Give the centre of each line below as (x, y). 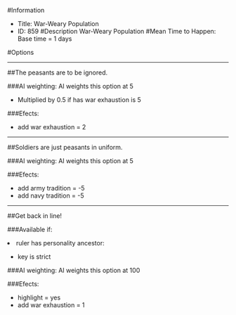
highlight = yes (39, 297)
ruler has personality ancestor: (60, 243)
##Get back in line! (34, 216)
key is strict (34, 257)
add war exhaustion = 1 (51, 305)
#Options (21, 52)
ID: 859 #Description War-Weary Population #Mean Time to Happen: (117, 31)
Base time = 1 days (45, 39)
